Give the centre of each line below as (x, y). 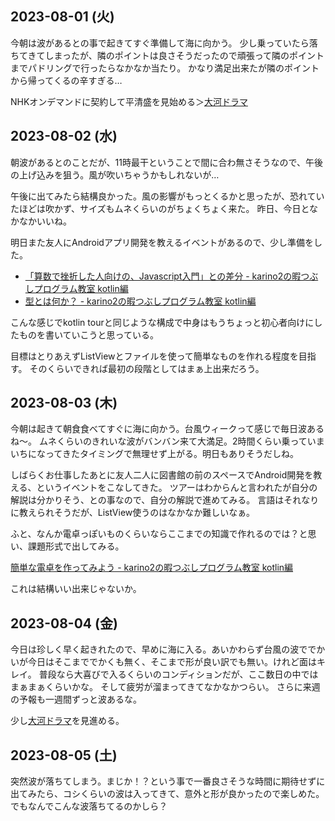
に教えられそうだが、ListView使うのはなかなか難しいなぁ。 (132, 513)
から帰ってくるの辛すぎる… (66, 80)
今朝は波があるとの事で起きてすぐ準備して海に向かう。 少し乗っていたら (160, 43)
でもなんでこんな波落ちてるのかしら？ (89, 806)
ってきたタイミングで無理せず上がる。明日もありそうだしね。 (171, 454)
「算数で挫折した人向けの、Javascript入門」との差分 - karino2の (158, 276)
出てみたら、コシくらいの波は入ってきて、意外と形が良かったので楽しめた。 (167, 794)
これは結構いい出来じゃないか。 (76, 589)
